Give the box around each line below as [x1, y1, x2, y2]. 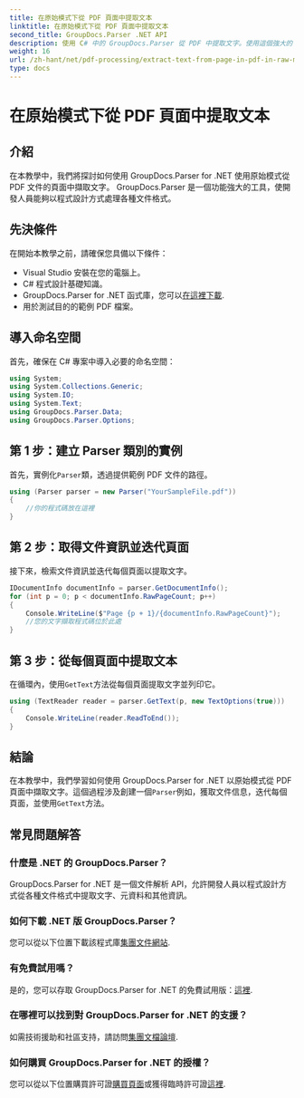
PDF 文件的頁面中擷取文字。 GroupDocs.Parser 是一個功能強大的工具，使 [9, 181, 283, 192]
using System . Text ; [9, 400, 83, 409]
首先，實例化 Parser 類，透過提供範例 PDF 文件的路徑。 [9, 468, 213, 480]
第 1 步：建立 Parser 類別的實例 [9, 443, 183, 458]
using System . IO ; [9, 390, 75, 400]
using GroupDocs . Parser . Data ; [9, 408, 124, 417]
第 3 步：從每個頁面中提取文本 [9, 653, 178, 669]
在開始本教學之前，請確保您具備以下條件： [9, 247, 168, 258]
